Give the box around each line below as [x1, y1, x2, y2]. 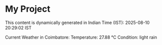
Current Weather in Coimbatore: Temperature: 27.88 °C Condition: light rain [5, 34, 157, 40]
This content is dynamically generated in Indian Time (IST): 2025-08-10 [5, 20, 150, 25]
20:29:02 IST [5, 24, 32, 30]
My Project [5, 3, 51, 15]
